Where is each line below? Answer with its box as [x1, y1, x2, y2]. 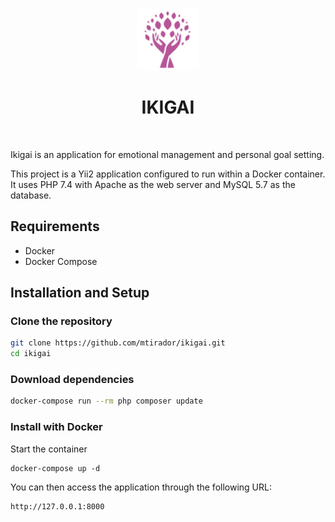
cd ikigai [10, 349, 52, 359]
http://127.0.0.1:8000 [10, 501, 105, 512]
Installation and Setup [10, 284, 150, 302]
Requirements [10, 218, 100, 235]
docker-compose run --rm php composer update [10, 396, 203, 407]
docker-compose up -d [10, 463, 101, 473]
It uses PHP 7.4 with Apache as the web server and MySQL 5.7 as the [10, 178, 296, 190]
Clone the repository [10, 314, 113, 328]
